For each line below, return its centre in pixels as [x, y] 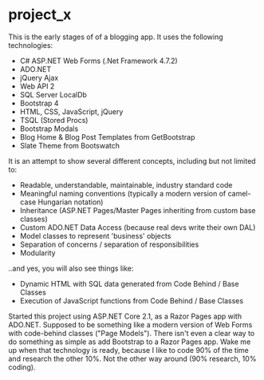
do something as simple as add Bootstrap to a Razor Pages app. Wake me [130, 342]
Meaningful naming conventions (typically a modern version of [123, 193]
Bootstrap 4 [39, 103]
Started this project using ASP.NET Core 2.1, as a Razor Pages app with [125, 316]
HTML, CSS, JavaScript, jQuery [71, 111]
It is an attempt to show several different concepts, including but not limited [132, 160]
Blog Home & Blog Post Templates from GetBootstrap [107, 137]
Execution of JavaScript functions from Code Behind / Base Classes [132, 300]
